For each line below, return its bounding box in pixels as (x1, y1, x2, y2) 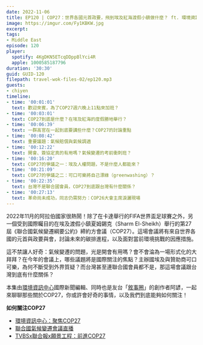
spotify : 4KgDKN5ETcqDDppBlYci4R (11, 54, 96, 60)
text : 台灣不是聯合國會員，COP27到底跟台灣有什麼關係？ (11, 184, 136, 190)
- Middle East (6, 37, 42, 43)
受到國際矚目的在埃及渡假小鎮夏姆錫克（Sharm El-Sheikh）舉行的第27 (16, 219, 192, 227)
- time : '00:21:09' (6, 167, 56, 173)
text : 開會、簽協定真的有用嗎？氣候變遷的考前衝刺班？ (11, 150, 132, 156)
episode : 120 (6, 43, 39, 49)
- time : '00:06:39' (6, 122, 56, 128)
